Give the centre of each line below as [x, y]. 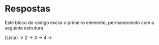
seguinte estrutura [24, 27]
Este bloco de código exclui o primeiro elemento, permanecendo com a [80, 22]
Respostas [28, 9]
